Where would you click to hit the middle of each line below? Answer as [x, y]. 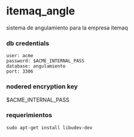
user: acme [20, 56]
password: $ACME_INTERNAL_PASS [45, 61]
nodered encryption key [42, 87]
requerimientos [29, 115]
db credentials [28, 43]
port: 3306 [20, 72]
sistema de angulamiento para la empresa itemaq [67, 28]
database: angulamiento [36, 66]
